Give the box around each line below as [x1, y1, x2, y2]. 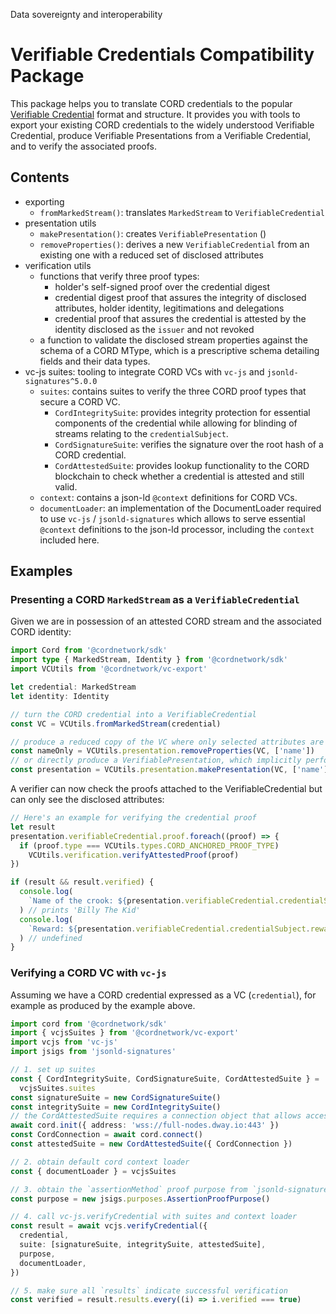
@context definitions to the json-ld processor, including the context [39, 523, 315, 535]
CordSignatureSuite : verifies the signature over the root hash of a [54, 438, 324, 450]
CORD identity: [10, 626, 72, 638]
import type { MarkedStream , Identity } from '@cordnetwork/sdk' [10, 655, 288, 665]
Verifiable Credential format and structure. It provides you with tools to [10, 108, 301, 120]
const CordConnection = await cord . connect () [10, 1130, 203, 1140]
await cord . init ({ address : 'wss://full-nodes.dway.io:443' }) [10, 1120, 280, 1131]
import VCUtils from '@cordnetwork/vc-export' [10, 664, 208, 674]
